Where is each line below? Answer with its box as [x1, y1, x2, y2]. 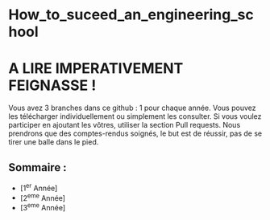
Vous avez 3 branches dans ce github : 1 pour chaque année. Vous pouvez [8, 103, 256, 113]
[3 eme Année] [19, 202, 66, 212]
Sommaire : [8, 161, 67, 174]
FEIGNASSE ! [8, 76, 97, 95]
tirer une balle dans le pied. [8, 137, 99, 147]
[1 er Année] [19, 181, 58, 193]
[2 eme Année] [19, 191, 66, 202]
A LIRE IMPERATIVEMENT [8, 59, 184, 78]
